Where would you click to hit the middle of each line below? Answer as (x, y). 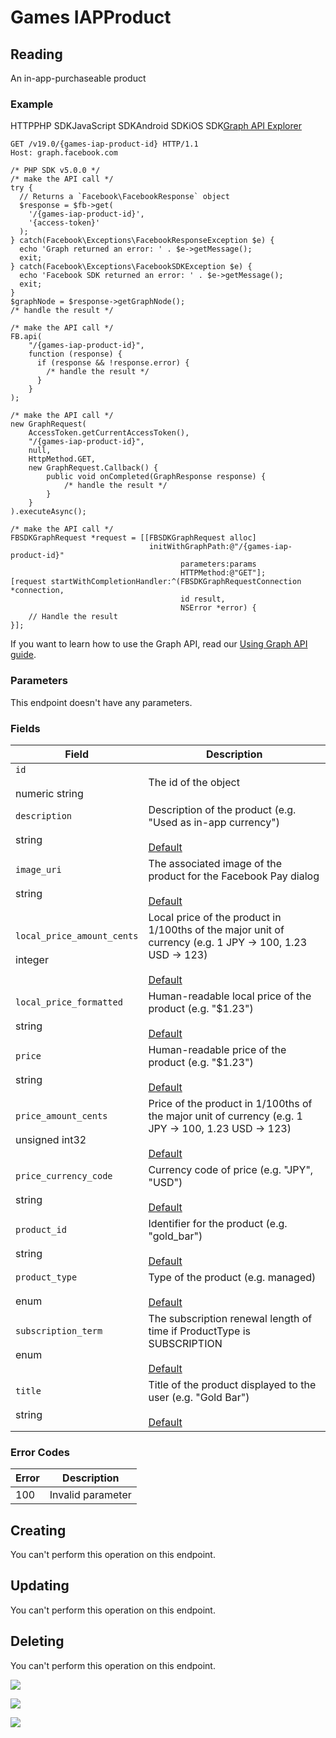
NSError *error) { (218, 608)
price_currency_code (64, 1175)
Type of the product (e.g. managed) (232, 1277)
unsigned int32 (51, 1139)
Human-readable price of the (217, 1049)
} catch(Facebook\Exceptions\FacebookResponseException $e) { (142, 241)
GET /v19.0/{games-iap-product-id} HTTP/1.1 (104, 144)
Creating (38, 1530)
